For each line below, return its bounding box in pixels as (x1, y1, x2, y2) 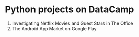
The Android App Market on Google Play (12, 25, 97, 31)
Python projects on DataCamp (5, 4, 134, 15)
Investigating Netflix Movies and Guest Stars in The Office (12, 20, 133, 26)
